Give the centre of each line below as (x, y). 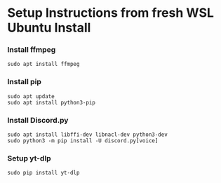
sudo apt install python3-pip (52, 102)
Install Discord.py (38, 120)
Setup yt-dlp (29, 158)
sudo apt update (31, 96)
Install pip (25, 82)
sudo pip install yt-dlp (43, 173)
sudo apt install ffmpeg (43, 65)
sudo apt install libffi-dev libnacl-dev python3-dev (88, 135)
